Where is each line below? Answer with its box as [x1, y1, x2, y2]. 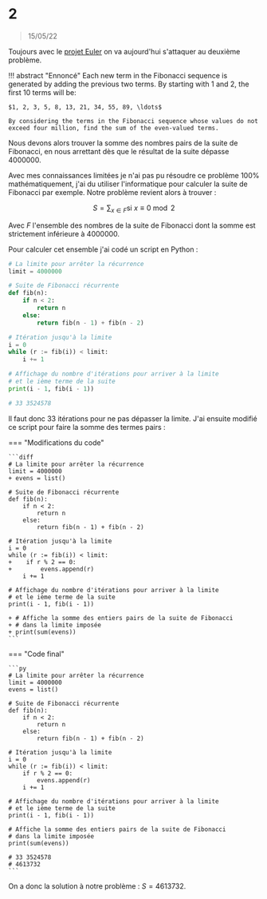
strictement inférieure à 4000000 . [8, 229, 120, 238]
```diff [8, 453, 34, 461]
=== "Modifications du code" [8, 437, 105, 448]
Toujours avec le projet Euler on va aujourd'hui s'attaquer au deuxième [8, 46, 241, 56]
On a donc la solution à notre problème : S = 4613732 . [8, 881, 187, 891]
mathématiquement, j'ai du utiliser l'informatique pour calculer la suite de [8, 179, 249, 189]
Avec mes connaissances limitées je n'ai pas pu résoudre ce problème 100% [8, 170, 260, 180]
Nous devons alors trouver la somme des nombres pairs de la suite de [8, 137, 238, 148]
